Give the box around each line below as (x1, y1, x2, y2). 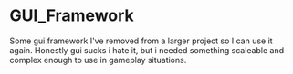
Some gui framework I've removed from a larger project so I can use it (9, 35, 273, 46)
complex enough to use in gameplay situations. (9, 54, 187, 65)
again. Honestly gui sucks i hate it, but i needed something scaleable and (9, 44, 285, 55)
